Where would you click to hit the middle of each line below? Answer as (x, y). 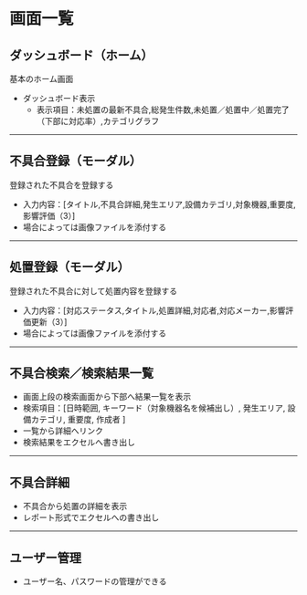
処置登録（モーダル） (69, 267)
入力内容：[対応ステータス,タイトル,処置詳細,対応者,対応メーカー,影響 (154, 310)
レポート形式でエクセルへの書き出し (91, 517)
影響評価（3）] (49, 215)
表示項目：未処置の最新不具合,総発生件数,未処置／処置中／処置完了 (163, 110)
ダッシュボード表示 (59, 98)
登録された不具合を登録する (62, 184)
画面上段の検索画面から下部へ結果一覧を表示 (107, 397)
